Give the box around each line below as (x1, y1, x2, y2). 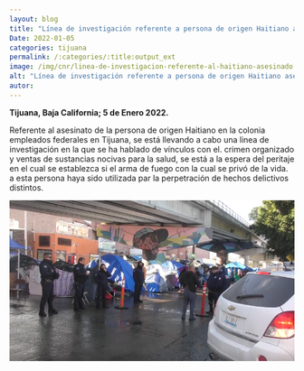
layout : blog (9, 14, 59, 23)
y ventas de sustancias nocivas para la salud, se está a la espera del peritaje (9, 153, 295, 164)
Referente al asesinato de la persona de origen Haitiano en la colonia (9, 125, 266, 135)
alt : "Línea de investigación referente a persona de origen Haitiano (9, 72, 281, 81)
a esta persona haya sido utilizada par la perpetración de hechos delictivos (9, 172, 290, 183)
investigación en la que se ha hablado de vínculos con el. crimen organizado (9, 144, 295, 154)
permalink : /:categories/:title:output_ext (9, 52, 176, 62)
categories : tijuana (9, 43, 88, 52)
